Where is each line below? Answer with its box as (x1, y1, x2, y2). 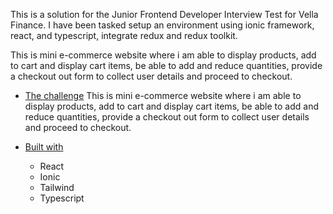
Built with (24, 141, 64, 153)
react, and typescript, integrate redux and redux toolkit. (10, 30, 238, 41)
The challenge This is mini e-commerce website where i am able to (24, 90, 302, 101)
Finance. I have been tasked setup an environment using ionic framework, (10, 19, 315, 31)
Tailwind (39, 182, 75, 193)
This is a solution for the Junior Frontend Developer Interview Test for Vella (10, 9, 319, 20)
